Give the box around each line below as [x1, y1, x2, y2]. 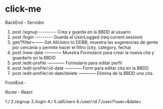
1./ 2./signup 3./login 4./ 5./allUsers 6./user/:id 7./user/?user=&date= [5, 98, 142, 104]
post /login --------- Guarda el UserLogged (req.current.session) [12, 34, 143, 40]
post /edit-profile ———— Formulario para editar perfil [12, 60, 122, 66]
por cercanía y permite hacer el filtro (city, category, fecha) [12, 44, 131, 50]
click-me [5, 3, 41, 15]
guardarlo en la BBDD [12, 54, 56, 60]
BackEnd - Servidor [5, 19, 45, 25]
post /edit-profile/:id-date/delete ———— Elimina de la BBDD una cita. [12, 70, 154, 76]
